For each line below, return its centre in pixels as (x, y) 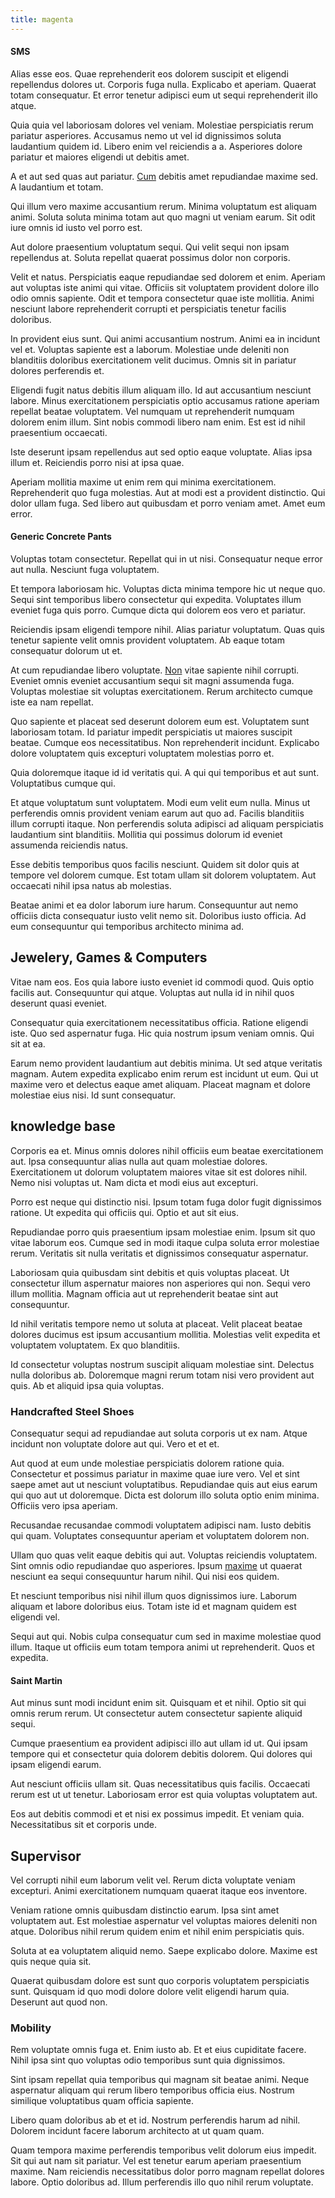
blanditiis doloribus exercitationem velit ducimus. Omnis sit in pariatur (153, 360)
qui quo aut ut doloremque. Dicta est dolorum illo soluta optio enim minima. (165, 1495)
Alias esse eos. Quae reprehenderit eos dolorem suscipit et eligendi (149, 73)
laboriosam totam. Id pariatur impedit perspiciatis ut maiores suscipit (151, 732)
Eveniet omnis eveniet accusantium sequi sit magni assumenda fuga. (152, 681)
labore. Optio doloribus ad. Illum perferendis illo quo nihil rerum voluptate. (162, 2182)
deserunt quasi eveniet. (59, 1003)
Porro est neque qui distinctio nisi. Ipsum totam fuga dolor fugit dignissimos (166, 1202)
